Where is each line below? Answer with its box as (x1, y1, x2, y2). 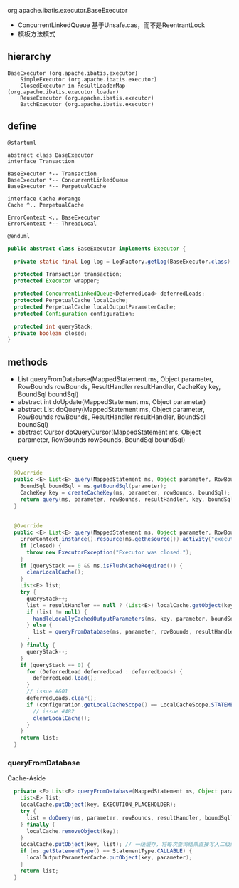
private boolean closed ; (14, 329, 87, 337)
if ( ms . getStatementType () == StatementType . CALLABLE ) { (20, 847, 193, 855)
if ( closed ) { (20, 542, 62, 549)
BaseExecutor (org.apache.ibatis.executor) (7, 69, 139, 77)
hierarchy (7, 51, 51, 63)
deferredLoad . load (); (33, 675, 97, 682)
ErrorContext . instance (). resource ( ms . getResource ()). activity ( (20, 536, 212, 543)
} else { (26, 621, 53, 629)
